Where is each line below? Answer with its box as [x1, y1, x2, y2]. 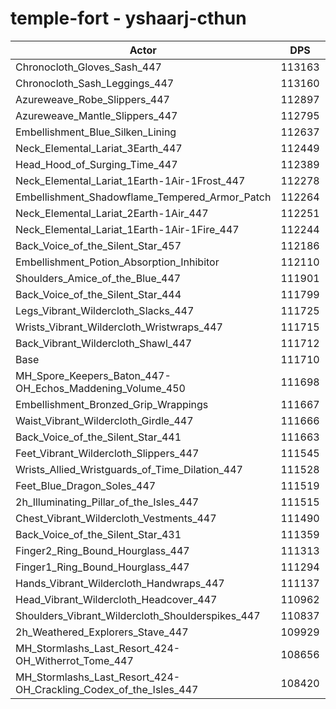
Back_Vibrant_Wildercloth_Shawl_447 [15, 336, 193, 350]
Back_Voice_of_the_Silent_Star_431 [15, 527, 182, 541]
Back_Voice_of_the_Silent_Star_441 [15, 430, 182, 444]
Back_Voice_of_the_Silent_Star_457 [15, 238, 182, 252]
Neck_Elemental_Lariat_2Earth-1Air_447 [15, 206, 209, 220]
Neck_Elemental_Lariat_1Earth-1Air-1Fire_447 [15, 222, 240, 236]
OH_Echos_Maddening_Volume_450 [15, 381, 186, 395]
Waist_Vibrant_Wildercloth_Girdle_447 [15, 413, 194, 427]
